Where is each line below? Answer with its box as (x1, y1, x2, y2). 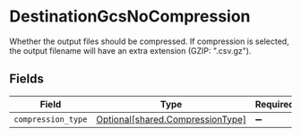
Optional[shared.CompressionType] (95, 113, 246, 125)
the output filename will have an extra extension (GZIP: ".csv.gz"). (9, 45, 252, 56)
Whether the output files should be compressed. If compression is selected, (9, 36, 289, 47)
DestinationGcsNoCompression (9, 6, 251, 27)
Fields (9, 72, 45, 87)
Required (254, 98, 295, 110)
